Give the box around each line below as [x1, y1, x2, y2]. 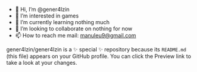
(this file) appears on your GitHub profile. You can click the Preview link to [6, 53, 192, 60]
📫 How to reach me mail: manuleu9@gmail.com [15, 32, 137, 39]
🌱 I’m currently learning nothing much [15, 19, 110, 25]
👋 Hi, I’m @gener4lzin [15, 6, 70, 13]
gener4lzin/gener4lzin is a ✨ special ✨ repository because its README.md [6, 46, 187, 53]
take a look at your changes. [6, 59, 78, 66]
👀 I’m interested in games [15, 12, 79, 19]
